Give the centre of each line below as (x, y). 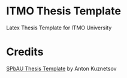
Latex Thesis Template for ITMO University (59, 28)
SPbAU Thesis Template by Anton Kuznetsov (61, 68)
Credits (25, 52)
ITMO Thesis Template (64, 11)
